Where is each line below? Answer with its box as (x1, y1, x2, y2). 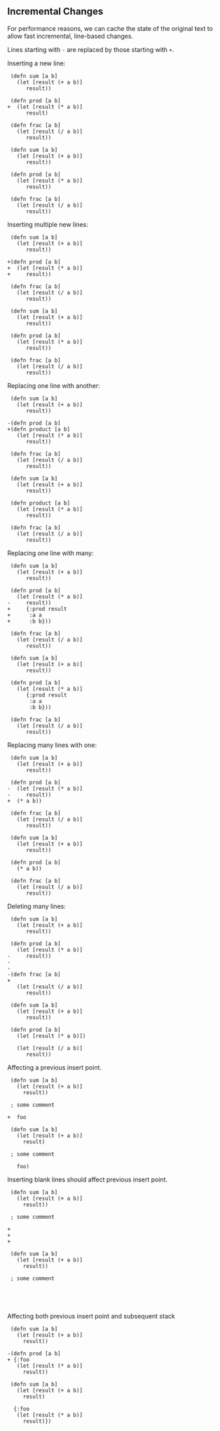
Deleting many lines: (7, 902, 67, 910)
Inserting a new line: (7, 59, 66, 67)
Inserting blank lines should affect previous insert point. (7, 1175, 168, 1184)
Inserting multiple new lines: (7, 220, 89, 228)
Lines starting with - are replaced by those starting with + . (7, 45, 174, 53)
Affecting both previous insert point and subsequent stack (7, 1312, 175, 1320)
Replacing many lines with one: (7, 741, 97, 749)
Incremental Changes (7, 6, 104, 18)
